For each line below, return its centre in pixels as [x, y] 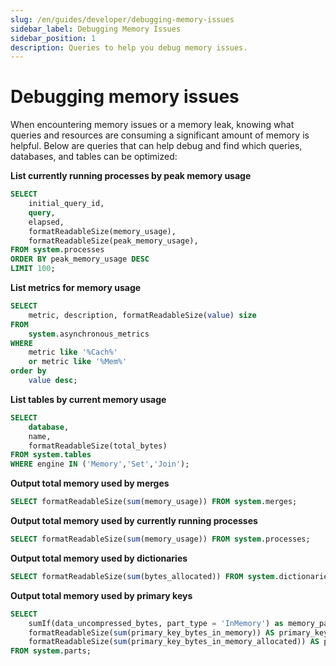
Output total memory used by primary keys [101, 595]
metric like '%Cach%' [73, 352]
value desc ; [53, 381]
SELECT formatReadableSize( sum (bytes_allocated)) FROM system [142, 576]
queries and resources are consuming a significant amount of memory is [160, 135]
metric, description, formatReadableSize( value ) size [142, 315]
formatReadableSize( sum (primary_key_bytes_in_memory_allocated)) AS [174, 642]
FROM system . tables [51, 455]
